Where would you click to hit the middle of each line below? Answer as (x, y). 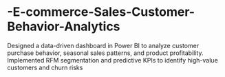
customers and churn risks (45, 67)
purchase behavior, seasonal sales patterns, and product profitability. (105, 53)
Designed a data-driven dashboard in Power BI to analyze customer (103, 45)
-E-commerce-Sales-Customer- (101, 12)
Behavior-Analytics (64, 26)
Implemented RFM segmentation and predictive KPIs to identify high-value (112, 60)
